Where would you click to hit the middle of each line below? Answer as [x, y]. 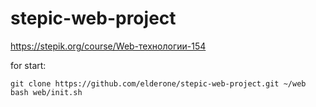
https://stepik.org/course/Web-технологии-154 [108, 46]
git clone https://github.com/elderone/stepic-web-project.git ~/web [158, 83]
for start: [28, 65]
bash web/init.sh [46, 92]
